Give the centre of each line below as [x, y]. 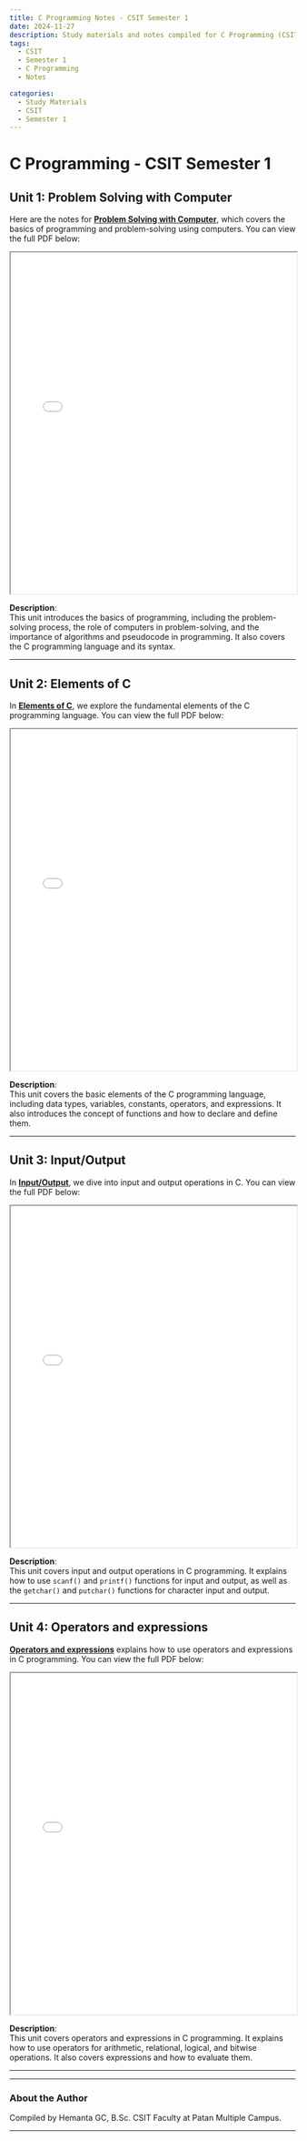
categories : [32, 93]
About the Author [49, 2097]
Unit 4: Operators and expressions [109, 1627]
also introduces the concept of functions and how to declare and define [144, 1114]
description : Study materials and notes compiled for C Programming [142, 35]
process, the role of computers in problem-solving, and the [149, 627]
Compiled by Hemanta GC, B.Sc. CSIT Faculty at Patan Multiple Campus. [145, 2117]
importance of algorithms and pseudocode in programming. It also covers [148, 637]
